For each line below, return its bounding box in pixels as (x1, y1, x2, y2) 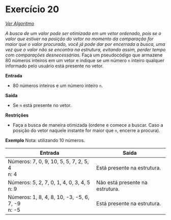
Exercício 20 (5, 4, 60, 15)
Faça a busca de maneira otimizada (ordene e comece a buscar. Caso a (12, 122, 163, 128)
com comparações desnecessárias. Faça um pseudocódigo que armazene (5, 52, 163, 58)
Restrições (5, 112, 29, 118)
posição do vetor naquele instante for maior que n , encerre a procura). (12, 127, 160, 133)
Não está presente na (96, 179, 148, 186)
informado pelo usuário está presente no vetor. (5, 63, 104, 69)
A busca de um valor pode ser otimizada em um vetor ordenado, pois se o (5, 30, 161, 36)
